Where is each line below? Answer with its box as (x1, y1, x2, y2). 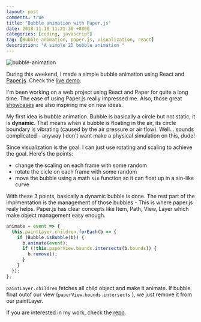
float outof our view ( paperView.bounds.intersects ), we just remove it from (6, 291, 192, 298)
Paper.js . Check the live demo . (6, 76, 82, 84)
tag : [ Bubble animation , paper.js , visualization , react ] (6, 37, 154, 43)
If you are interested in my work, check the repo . (6, 309, 127, 316)
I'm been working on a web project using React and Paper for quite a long (6, 88, 188, 96)
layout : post (6, 8, 39, 15)
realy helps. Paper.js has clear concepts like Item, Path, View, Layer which (6, 205, 189, 212)
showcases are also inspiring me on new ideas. (6, 101, 123, 108)
